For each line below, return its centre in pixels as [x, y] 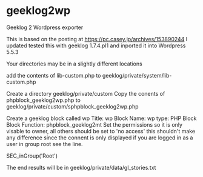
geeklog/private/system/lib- [137, 75]
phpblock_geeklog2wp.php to [43, 100]
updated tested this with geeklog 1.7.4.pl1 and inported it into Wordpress [96, 45]
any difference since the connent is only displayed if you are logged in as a [100, 138]
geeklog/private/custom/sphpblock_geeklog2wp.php [72, 106]
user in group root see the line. [45, 144]
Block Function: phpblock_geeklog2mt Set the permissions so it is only [95, 124]
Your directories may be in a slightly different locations [74, 64]
